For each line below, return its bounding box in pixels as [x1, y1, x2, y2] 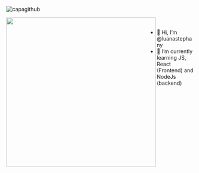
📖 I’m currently [157, 48, 193, 55]
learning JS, [157, 54, 186, 61]
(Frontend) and [157, 67, 194, 74]
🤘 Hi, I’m [157, 29, 177, 36]
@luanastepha [157, 35, 192, 42]
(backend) [157, 79, 182, 86]
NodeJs [157, 73, 176, 80]
